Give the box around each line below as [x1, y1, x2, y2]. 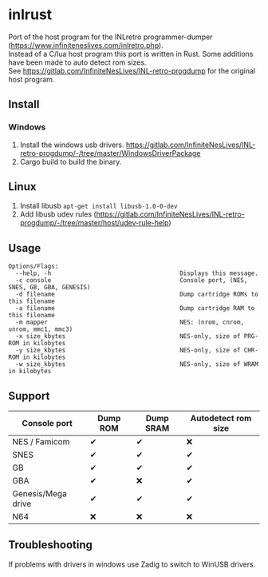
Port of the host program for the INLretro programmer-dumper [8, 32, 213, 42]
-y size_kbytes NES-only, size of [15, 346, 241, 355]
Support [8, 389, 50, 403]
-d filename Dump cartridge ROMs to [15, 290, 259, 299]
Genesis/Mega [12, 488, 68, 499]
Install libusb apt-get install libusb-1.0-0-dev [19, 201, 178, 211]
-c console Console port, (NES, [15, 277, 248, 285]
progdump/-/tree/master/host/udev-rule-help [19, 218, 169, 228]
